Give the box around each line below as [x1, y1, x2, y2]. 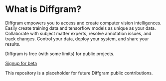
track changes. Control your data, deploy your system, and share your [5, 36, 149, 42]
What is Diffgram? [5, 3, 82, 15]
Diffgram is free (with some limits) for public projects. [5, 51, 115, 57]
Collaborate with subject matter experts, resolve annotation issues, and [5, 30, 152, 36]
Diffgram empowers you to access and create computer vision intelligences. [5, 20, 162, 26]
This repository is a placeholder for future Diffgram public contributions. [5, 70, 153, 76]
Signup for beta [5, 60, 37, 66]
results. [5, 41, 21, 47]
